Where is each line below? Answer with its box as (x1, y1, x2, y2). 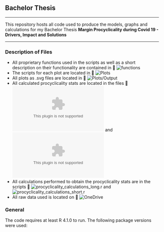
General (5, 207, 24, 213)
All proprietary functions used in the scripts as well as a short (12, 59, 136, 65)
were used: (5, 223, 28, 229)
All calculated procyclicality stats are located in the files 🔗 (12, 80, 128, 86)
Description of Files (5, 48, 53, 55)
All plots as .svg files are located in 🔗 (12, 75, 86, 81)
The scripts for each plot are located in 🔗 (12, 70, 95, 76)
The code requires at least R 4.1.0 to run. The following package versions (5, 217, 152, 223)
